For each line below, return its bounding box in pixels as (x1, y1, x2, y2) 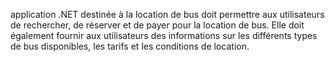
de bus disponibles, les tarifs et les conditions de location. (10, 40, 250, 52)
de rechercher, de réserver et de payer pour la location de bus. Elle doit (10, 19, 305, 31)
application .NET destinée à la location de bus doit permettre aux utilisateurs (10, 9, 325, 20)
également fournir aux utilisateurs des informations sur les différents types (10, 30, 318, 41)
